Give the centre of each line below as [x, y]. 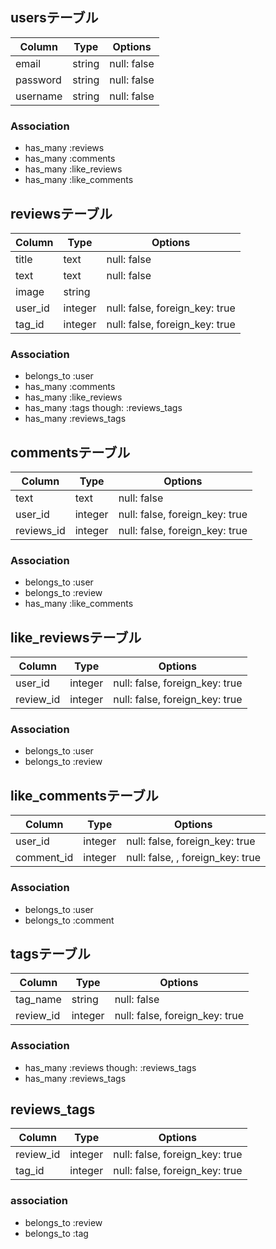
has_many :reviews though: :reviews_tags [110, 1067]
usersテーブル [54, 18]
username [39, 96]
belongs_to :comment [69, 920]
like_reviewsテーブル [76, 637]
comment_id [44, 858]
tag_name [38, 1000]
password [38, 80]
